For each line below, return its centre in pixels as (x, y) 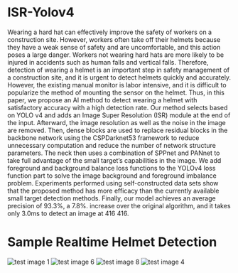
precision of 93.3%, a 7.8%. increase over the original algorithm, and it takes (119, 205)
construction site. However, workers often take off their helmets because (114, 39)
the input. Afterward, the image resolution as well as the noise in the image (117, 122)
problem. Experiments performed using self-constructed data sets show (113, 183)
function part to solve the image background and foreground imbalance (112, 176)
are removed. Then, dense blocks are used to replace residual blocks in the (118, 130)
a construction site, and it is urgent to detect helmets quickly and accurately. (119, 77)
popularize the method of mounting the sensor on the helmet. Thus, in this (116, 92)
